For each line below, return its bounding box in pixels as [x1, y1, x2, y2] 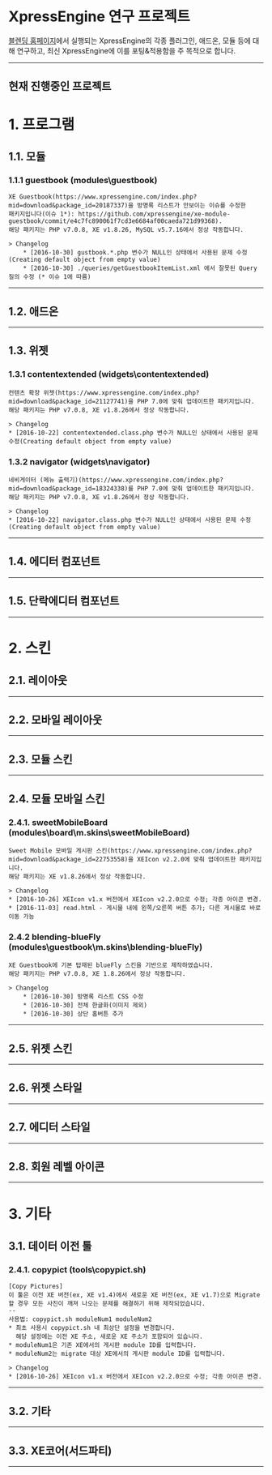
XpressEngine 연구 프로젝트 [8, 7, 190, 26]
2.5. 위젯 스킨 [8, 1041, 73, 1055]
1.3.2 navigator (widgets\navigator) [8, 455, 151, 467]
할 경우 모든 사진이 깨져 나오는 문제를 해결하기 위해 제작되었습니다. [8, 1300, 206, 1308]
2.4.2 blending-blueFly [8, 931, 101, 943]
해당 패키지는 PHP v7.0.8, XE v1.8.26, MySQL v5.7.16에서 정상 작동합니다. [8, 226, 244, 234]
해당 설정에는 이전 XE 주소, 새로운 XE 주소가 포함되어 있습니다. [15, 1332, 204, 1341]
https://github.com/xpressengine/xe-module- [78, 210, 231, 219]
